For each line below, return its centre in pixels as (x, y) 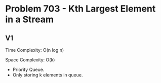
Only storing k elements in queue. (48, 75)
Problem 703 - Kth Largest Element (80, 9)
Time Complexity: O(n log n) (35, 50)
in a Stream (30, 19)
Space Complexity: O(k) (30, 60)
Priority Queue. (28, 69)
